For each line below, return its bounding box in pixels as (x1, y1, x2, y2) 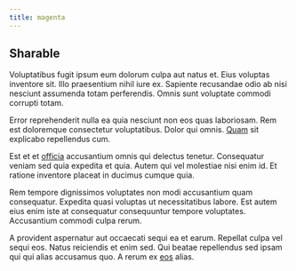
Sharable (9, 46, 60, 61)
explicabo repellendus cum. (9, 134, 111, 145)
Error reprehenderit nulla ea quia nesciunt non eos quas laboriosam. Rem (9, 115, 277, 125)
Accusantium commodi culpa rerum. (9, 215, 142, 227)
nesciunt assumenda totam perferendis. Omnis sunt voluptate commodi (9, 88, 271, 99)
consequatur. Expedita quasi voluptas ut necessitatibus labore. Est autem (9, 196, 277, 207)
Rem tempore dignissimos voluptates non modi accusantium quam (9, 187, 253, 198)
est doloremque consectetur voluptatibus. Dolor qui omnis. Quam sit (9, 124, 260, 135)
